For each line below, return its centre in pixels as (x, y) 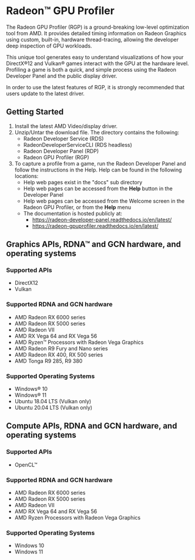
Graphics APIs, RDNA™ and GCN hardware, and (93, 244)
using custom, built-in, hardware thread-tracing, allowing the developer (93, 39)
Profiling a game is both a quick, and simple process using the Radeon (91, 69)
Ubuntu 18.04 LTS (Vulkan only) (53, 402)
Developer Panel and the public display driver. (62, 76)
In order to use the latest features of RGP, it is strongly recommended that (95, 87)
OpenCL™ (26, 464)
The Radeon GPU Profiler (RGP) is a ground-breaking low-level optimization (97, 27)
